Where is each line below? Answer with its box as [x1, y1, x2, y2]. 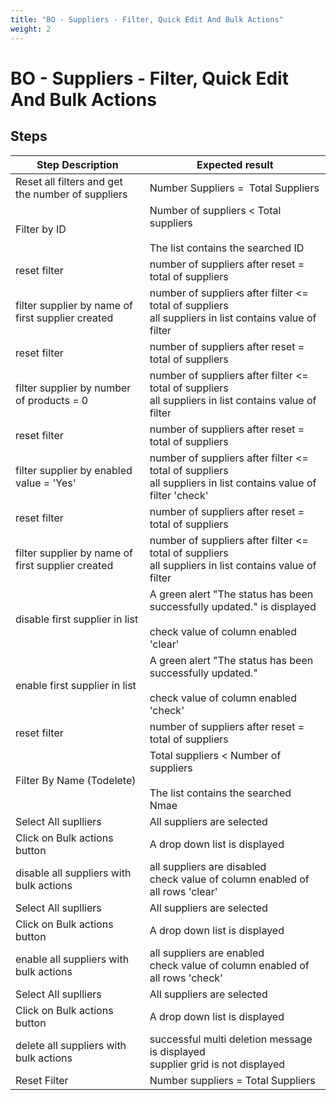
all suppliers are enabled [149, 946, 265, 960]
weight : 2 [10, 24, 52, 34]
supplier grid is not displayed [149, 1057, 286, 1071]
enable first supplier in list [15, 678, 137, 692]
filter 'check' [149, 488, 209, 502]
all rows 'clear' [149, 884, 218, 898]
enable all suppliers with [15, 952, 130, 966]
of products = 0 [15, 393, 89, 407]
